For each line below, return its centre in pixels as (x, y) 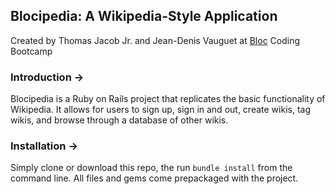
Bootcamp (31, 51)
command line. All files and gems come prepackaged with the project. (154, 178)
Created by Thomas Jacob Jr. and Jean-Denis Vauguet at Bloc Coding (155, 40)
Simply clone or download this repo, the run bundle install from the (151, 168)
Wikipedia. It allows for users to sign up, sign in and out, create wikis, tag (160, 110)
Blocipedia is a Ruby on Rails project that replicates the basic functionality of (168, 99)
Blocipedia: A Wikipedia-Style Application (144, 16)
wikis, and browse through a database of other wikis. (119, 120)
